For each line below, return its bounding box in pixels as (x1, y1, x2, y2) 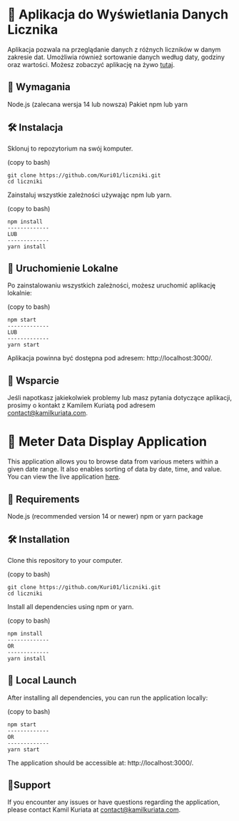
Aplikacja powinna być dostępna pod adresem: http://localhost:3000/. (7, 354, 213, 362)
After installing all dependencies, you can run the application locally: (7, 693, 208, 702)
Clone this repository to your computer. (7, 556, 123, 564)
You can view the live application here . (7, 472, 121, 481)
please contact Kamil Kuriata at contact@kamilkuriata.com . (7, 805, 180, 814)
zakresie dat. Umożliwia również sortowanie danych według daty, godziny (7, 53, 225, 61)
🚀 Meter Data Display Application (7, 434, 208, 450)
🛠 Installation (7, 534, 70, 546)
